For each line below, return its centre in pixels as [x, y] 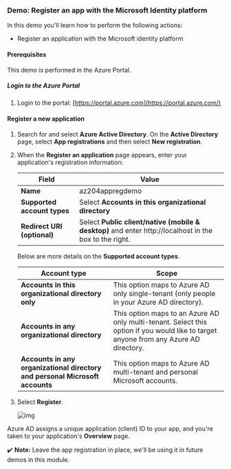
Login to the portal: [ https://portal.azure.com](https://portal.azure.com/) [119, 103]
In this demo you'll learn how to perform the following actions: [95, 26]
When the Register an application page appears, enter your [102, 154]
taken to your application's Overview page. [69, 436]
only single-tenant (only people [164, 293]
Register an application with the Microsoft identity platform [100, 39]
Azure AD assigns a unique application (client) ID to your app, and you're [110, 428]
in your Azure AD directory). [158, 302]
